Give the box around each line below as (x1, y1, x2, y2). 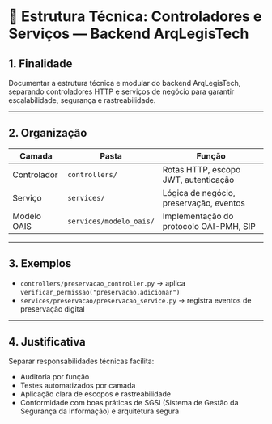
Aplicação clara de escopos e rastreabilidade (19, 389, 172, 399)
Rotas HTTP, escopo (162, 163, 241, 175)
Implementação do (162, 210, 234, 222)
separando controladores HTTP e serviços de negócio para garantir (8, 87, 235, 96)
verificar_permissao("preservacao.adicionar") (19, 288, 181, 296)
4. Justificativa (8, 335, 87, 349)
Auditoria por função (19, 372, 90, 382)
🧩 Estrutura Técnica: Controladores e (8, 7, 262, 26)
